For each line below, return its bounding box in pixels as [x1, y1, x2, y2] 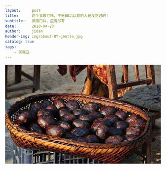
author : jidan [5, 29, 43, 34]
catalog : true [5, 40, 35, 44]
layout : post [5, 8, 41, 13]
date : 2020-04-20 [5, 24, 54, 29]
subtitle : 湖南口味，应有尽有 [5, 18, 65, 23]
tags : [5, 44, 16, 49]
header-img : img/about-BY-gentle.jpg [5, 34, 83, 39]
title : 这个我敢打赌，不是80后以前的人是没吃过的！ [5, 13, 110, 18]
